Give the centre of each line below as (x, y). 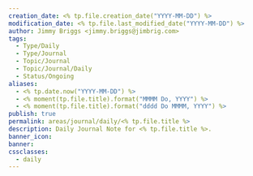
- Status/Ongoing (45, 76)
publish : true (32, 114)
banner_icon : (30, 136)
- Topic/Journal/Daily (54, 69)
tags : (17, 39)
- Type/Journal (41, 54)
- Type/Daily (38, 46)
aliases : (23, 84)
